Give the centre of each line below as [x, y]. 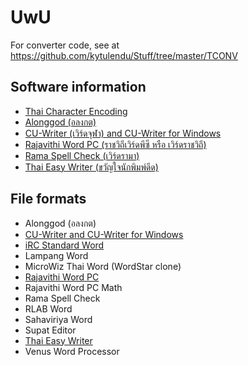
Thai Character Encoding [76, 111]
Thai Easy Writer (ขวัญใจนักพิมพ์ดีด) [91, 167]
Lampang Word [56, 255]
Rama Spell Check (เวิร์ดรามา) [82, 155]
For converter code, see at [65, 45]
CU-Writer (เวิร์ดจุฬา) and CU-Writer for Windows [123, 133]
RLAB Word [48, 308]
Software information [78, 87]
